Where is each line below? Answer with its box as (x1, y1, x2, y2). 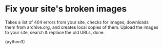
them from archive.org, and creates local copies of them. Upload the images (5, 24, 159, 30)
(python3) (5, 38, 25, 44)
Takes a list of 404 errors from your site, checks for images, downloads (5, 19, 149, 25)
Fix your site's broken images (5, 3, 127, 14)
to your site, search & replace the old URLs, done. (5, 29, 105, 35)
